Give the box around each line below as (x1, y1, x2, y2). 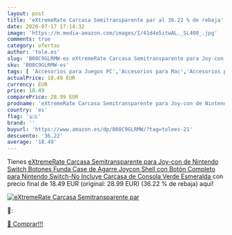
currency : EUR (7, 81, 48, 88)
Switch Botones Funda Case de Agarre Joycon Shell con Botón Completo (7, 165, 215, 173)
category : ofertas (7, 42, 60, 49)
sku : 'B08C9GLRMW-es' (7, 62, 70, 68)
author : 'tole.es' (7, 49, 60, 56)
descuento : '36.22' (7, 132, 64, 139)
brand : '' (7, 119, 36, 126)
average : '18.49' (7, 139, 57, 146)
